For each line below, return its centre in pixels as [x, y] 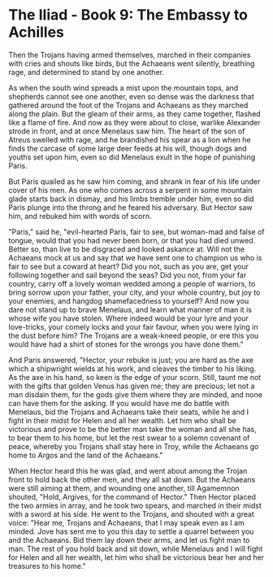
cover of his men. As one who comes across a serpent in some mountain [130, 190]
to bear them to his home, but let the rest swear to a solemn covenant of [129, 438]
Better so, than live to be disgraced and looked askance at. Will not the [127, 249]
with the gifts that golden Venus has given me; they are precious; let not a [132, 386]
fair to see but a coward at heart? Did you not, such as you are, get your [129, 266]
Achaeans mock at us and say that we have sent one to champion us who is [135, 257]
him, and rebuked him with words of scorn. [80, 216]
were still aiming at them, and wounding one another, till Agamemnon [124, 488]
